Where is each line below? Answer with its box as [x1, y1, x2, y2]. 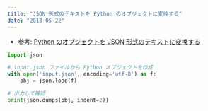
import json [7, 51, 42, 59]
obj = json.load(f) [20, 77, 78, 85]
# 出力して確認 [7, 90, 46, 97]
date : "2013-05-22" [7, 17, 65, 24]
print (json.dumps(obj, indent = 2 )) [7, 96, 110, 103]
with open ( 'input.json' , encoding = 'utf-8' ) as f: [7, 71, 157, 78]
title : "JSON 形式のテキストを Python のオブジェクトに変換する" [7, 10, 183, 18]
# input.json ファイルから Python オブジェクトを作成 [7, 64, 154, 71]
